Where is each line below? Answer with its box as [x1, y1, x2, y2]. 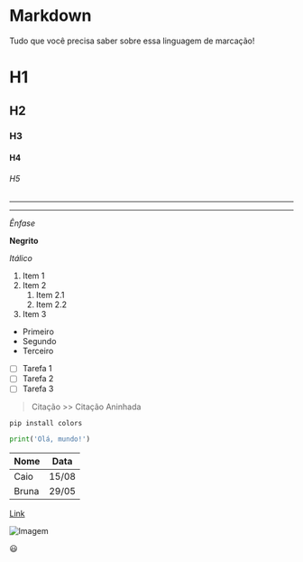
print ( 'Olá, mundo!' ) [9, 435, 91, 444]
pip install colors [9, 419, 83, 428]
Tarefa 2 [22, 373, 54, 384]
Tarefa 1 [22, 363, 52, 374]
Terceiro [22, 345, 54, 357]
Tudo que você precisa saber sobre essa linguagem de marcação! [9, 35, 255, 46]
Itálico [9, 253, 33, 264]
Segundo [22, 336, 57, 347]
